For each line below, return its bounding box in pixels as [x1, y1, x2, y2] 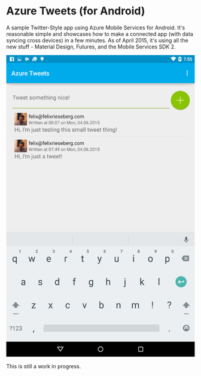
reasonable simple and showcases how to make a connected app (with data [6, 30, 193, 37]
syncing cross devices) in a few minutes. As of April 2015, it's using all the [6, 37, 188, 44]
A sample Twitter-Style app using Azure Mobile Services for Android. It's [6, 24, 185, 31]
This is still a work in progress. [6, 363, 81, 370]
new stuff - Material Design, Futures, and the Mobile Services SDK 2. [6, 43, 176, 50]
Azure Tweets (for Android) [6, 4, 145, 18]
